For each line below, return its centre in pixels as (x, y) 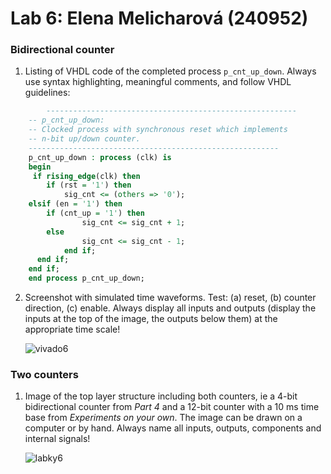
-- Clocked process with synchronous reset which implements (158, 130)
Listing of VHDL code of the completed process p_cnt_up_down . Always (170, 71)
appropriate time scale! (72, 329)
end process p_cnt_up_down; (86, 278)
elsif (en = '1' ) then (75, 204)
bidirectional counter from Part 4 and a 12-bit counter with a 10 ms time (172, 407)
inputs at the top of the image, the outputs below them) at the (151, 319)
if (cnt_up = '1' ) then (95, 213)
